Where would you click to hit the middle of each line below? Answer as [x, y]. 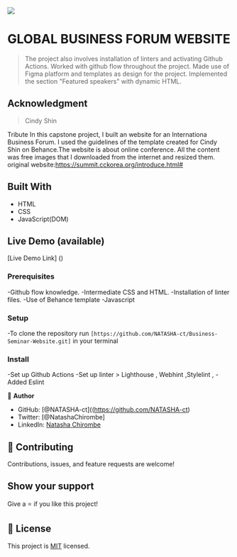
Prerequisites [31, 276]
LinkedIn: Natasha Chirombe [59, 424]
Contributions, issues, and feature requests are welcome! [91, 464]
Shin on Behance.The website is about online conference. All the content [114, 150]
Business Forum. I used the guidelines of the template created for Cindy [112, 142]
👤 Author [21, 396]
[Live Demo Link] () [35, 258]
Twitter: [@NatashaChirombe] [61, 417]
